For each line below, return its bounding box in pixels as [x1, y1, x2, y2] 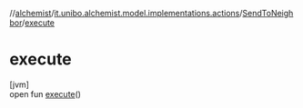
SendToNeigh [242, 8, 294, 18]
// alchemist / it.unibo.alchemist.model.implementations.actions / [9, 8, 243, 18]
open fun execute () [9, 88, 82, 99]
